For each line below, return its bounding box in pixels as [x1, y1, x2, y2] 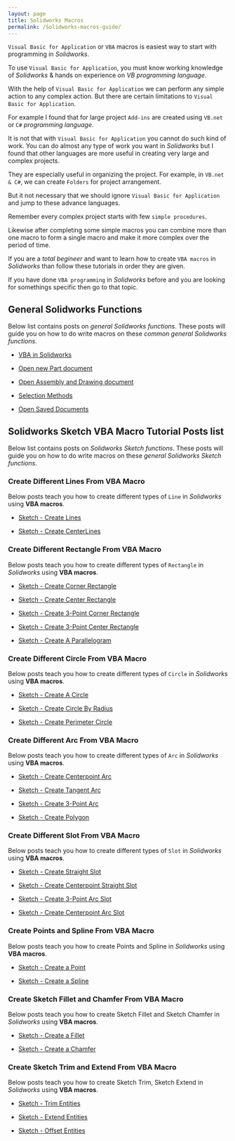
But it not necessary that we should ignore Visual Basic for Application [8, 191, 220, 200]
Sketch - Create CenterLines [18, 527, 101, 536]
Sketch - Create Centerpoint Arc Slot [18, 909, 125, 917]
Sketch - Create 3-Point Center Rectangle [18, 622, 140, 631]
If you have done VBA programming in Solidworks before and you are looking [8, 275, 225, 284]
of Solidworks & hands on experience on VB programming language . [8, 71, 207, 79]
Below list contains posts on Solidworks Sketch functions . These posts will [8, 444, 224, 452]
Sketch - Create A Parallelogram [18, 636, 112, 645]
